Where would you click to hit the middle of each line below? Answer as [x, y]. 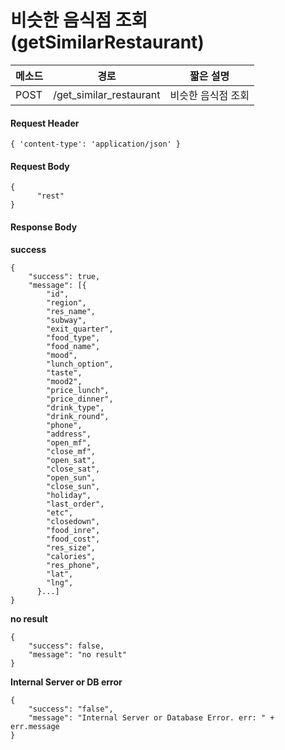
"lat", [60, 574]
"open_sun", [71, 477]
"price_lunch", [78, 390]
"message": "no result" [78, 654]
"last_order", [75, 504]
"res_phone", [73, 565]
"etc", [60, 512]
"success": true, [64, 276]
